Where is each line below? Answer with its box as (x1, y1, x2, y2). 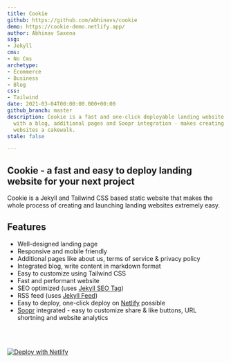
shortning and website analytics (17, 313, 109, 321)
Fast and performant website (17, 276, 100, 285)
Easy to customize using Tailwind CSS (17, 269, 127, 278)
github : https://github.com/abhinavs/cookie (7, 17, 138, 24)
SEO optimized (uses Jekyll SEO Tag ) (17, 284, 124, 292)
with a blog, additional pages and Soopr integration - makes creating (13, 119, 225, 127)
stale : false (7, 133, 45, 140)
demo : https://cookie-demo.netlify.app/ (7, 23, 126, 30)
